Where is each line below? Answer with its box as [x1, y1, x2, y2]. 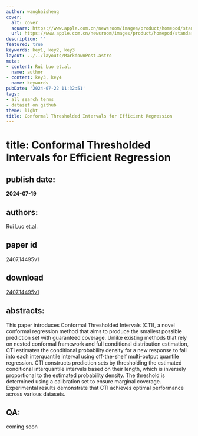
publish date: [6, 174, 56, 184]
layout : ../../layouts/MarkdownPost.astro [6, 53, 112, 58]
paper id [6, 240, 37, 250]
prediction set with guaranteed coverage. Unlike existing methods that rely [6, 334, 187, 341]
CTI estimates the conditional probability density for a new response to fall [6, 346, 187, 353]
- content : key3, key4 [6, 74, 62, 80]
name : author [11, 69, 44, 75]
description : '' [6, 36, 46, 42]
